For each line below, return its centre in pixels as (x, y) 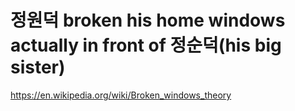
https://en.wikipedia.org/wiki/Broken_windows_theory (121, 95)
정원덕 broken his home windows (148, 20)
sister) (38, 67)
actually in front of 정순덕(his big (146, 45)
